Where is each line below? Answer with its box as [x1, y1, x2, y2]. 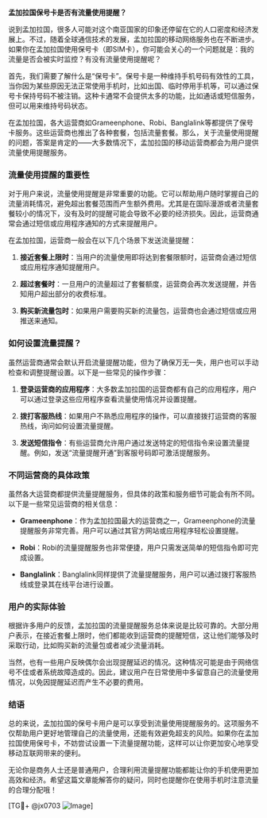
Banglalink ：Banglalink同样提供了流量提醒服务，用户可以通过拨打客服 [19, 569, 250, 579]
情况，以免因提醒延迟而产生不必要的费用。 [8, 677, 148, 687]
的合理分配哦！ [8, 785, 57, 795]
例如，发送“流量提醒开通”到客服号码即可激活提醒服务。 [33, 448, 215, 457]
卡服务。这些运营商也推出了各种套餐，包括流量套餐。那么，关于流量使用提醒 [8, 128, 259, 137]
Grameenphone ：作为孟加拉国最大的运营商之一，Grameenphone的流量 [19, 515, 256, 525]
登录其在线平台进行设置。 [33, 579, 118, 588]
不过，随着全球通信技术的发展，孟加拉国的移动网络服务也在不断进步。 [29, 35, 259, 44]
